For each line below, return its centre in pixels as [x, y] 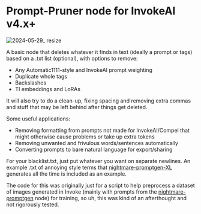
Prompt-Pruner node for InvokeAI [91, 11]
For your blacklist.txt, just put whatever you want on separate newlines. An [98, 161]
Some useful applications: [38, 119]
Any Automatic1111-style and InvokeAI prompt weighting [84, 70]
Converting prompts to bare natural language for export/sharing [94, 149]
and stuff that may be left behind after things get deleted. [77, 107]
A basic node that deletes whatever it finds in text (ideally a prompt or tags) [99, 52]
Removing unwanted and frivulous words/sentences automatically [97, 143]
